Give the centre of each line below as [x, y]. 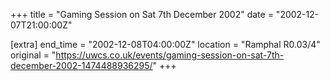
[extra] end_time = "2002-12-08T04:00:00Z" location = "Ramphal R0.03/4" [165, 44]
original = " [33, 55]
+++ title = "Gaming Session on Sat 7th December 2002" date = [142, 14]
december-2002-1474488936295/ [81, 65]
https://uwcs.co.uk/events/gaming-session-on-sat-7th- [170, 55]
